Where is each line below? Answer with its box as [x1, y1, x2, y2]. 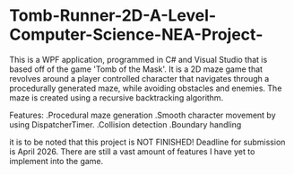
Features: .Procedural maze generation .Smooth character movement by [9, 109, 276, 120]
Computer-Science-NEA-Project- [9, 24, 264, 45]
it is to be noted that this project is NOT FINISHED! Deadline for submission [9, 136, 286, 147]
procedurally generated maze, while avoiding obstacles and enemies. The [9, 83, 282, 93]
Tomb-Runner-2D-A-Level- [9, 5, 217, 26]
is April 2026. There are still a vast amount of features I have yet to [9, 145, 255, 157]
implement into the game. [9, 155, 104, 166]
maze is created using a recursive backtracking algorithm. [9, 92, 224, 103]
